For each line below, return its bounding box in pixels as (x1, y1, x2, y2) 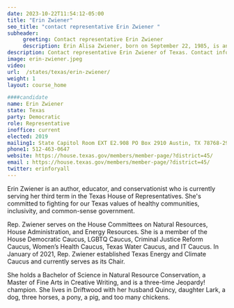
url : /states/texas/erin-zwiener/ (7, 68, 111, 75)
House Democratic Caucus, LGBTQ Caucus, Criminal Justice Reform (7, 235, 203, 243)
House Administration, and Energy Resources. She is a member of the (7, 227, 208, 236)
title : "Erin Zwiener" (7, 17, 73, 24)
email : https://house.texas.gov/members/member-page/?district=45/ (7, 159, 210, 166)
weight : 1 (7, 75, 36, 82)
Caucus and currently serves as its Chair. (7, 257, 125, 265)
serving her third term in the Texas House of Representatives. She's (7, 192, 202, 200)
